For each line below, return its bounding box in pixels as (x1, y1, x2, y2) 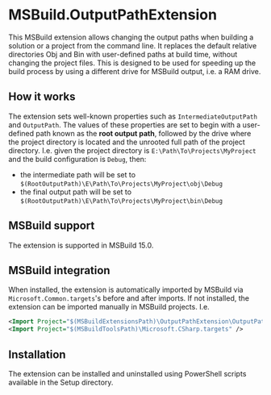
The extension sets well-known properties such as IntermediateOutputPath (8, 111, 258, 121)
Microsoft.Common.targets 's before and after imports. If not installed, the (8, 293, 250, 303)
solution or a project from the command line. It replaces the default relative (8, 40, 257, 50)
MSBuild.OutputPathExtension (8, 6, 218, 24)
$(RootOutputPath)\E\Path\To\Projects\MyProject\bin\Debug (19, 197, 223, 205)
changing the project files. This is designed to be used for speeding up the (8, 58, 256, 68)
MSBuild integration (8, 264, 110, 277)
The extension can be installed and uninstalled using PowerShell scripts (8, 368, 247, 378)
